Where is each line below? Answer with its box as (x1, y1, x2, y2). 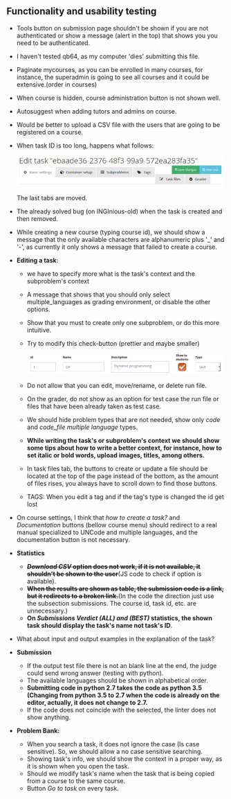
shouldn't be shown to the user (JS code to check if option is (26, 570, 202, 578)
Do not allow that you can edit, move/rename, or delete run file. (26, 381, 207, 390)
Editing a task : (16, 256, 59, 265)
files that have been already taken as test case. (26, 402, 162, 411)
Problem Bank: (16, 727, 60, 735)
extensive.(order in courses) (16, 80, 98, 89)
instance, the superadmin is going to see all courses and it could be (16, 73, 210, 81)
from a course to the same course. (26, 777, 126, 785)
